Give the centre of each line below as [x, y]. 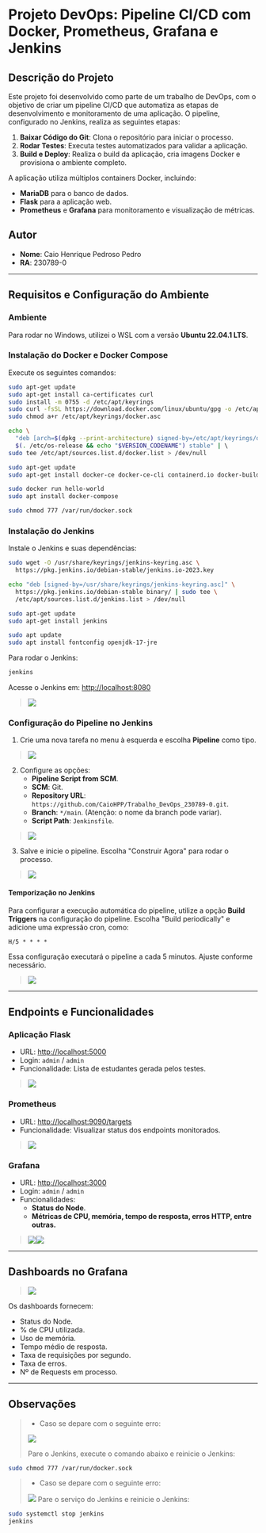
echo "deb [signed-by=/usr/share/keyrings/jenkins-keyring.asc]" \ [122, 584]
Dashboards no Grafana [68, 1272]
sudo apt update [35, 635]
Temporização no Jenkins [52, 892]
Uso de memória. [48, 1338]
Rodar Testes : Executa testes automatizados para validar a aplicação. [133, 146]
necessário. [27, 964]
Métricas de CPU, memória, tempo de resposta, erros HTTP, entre [141, 1216]
